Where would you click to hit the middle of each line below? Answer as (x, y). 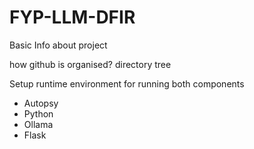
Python (38, 113)
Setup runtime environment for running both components (127, 83)
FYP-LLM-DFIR (72, 17)
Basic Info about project (58, 45)
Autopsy (41, 103)
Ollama (38, 124)
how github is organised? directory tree (90, 64)
